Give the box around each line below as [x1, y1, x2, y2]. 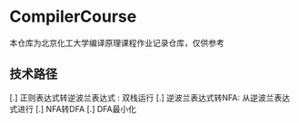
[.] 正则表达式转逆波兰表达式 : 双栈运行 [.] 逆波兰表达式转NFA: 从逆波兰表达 [9, 92, 291, 103]
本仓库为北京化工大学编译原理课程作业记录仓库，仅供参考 [9, 37, 224, 48]
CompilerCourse [9, 6, 137, 27]
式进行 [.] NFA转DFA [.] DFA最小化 [9, 103, 136, 114]
